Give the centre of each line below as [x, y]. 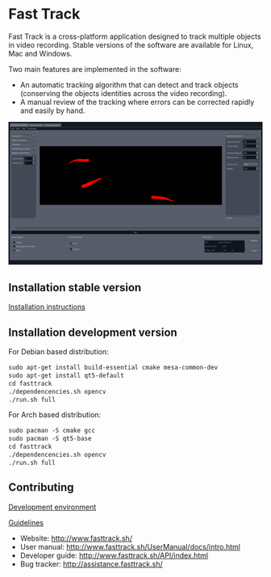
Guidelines [26, 522]
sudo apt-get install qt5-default [67, 376]
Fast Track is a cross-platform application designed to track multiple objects [135, 36]
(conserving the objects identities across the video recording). [123, 93]
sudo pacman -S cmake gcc [52, 431]
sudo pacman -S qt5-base [50, 439]
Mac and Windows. [40, 53]
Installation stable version [75, 287]
